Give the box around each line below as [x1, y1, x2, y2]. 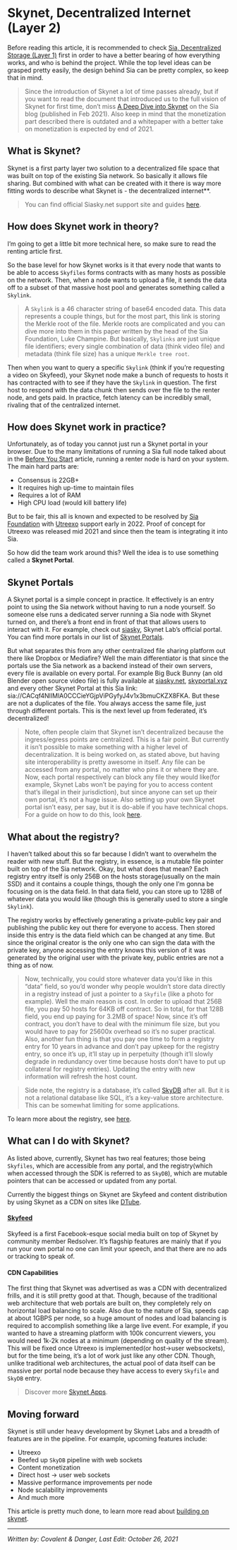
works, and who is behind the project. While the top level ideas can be [7, 58, 212, 66]
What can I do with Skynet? [7, 1135, 130, 1147]
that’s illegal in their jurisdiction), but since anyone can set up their [24, 788, 217, 797]
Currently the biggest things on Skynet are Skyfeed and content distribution [7, 1190, 228, 1199]
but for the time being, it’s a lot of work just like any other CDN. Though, [7, 1351, 217, 1360]
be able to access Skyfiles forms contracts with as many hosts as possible [7, 268, 226, 276]
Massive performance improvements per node [17, 1479, 153, 1487]
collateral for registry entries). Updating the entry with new [24, 1065, 195, 1073]
